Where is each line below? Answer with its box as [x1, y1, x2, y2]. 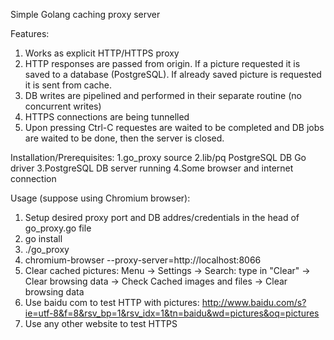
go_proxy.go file [24, 222, 92, 234]
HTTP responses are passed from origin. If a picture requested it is [24, 58, 301, 69]
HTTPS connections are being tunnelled [24, 111, 190, 123]
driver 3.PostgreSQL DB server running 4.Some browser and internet [10, 162, 294, 174]
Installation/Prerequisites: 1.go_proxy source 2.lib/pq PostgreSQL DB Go [10, 152, 307, 163]
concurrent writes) [24, 100, 102, 112]
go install [24, 233, 63, 244]
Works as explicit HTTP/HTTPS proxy [24, 47, 180, 59]
